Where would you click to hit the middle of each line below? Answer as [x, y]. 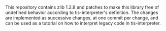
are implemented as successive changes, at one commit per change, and [82, 18]
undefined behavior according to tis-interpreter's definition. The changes [82, 12]
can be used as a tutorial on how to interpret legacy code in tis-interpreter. [83, 23]
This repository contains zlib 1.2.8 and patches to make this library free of [82, 7]
